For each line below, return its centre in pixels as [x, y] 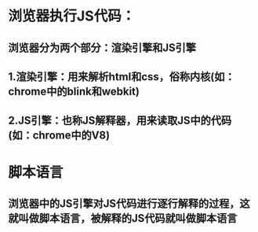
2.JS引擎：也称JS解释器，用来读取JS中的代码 [120, 121]
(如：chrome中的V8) [59, 136]
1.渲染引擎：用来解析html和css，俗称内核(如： [122, 77]
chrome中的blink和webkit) [74, 91]
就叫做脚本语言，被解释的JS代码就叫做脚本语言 [123, 218]
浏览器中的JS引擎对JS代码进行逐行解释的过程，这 [129, 203]
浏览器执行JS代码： [72, 16]
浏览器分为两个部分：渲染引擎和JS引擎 [102, 48]
